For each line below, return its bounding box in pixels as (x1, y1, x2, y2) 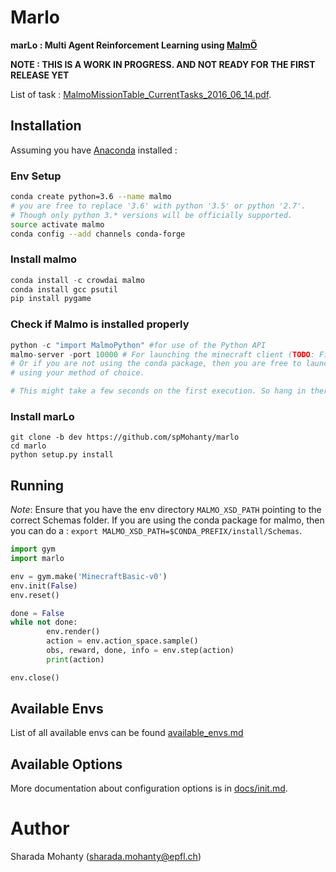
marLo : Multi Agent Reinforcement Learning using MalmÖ (10, 39, 258, 51)
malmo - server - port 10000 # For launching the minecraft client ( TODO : (10, 349, 315, 360)
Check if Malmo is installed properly (10, 317, 190, 331)
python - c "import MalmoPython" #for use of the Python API (10, 340, 267, 350)
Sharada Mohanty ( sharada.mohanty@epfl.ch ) (10, 851, 202, 863)
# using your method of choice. (10, 368, 145, 378)
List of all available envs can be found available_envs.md (10, 727, 244, 739)
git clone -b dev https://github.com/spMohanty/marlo (10, 432, 240, 443)
